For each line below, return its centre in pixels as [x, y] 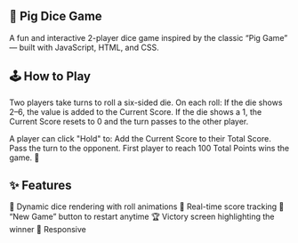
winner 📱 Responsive [48, 230]
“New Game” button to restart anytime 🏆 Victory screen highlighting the [142, 217]
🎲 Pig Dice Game [56, 16]
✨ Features [40, 186]
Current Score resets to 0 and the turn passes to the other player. [129, 121]
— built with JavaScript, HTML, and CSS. [84, 47]
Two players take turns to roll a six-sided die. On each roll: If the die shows [146, 102]
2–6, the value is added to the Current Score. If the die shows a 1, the [136, 111]
